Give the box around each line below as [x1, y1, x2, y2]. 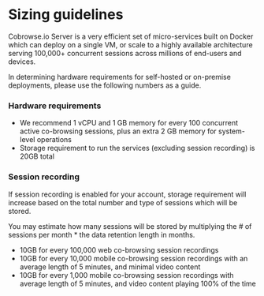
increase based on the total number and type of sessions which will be [8, 197, 238, 207]
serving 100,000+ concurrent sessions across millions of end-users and [8, 48, 242, 58]
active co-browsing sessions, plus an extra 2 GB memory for [19, 126, 217, 136]
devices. [8, 57, 36, 66]
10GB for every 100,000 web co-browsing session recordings [19, 245, 219, 254]
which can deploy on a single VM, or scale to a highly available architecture [8, 39, 254, 49]
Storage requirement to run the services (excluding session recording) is [19, 144, 255, 153]
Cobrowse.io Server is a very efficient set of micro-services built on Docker [8, 32, 254, 41]
